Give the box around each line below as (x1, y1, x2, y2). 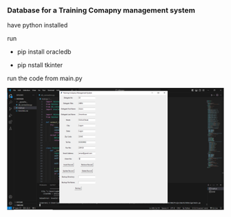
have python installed (7, 21, 68, 30)
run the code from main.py (7, 74, 82, 82)
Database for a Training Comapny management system (7, 5, 196, 15)
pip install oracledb (16, 47, 71, 56)
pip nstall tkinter (16, 61, 63, 69)
